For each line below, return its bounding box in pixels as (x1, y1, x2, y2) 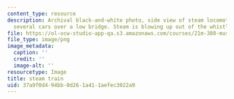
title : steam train (7, 75, 64, 82)
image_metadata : (7, 43, 54, 49)
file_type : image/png (7, 36, 70, 43)
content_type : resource (7, 10, 77, 17)
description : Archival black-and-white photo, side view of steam (7, 17, 204, 24)
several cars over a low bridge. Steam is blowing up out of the (13, 23, 208, 30)
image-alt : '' (13, 62, 54, 69)
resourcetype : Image (7, 68, 68, 75)
